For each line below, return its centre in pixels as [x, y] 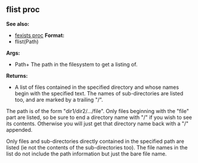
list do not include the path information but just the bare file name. [87, 154]
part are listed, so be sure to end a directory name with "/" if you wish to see [99, 117]
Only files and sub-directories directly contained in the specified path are [95, 141]
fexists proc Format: [40, 35]
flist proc [23, 10]
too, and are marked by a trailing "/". [59, 99]
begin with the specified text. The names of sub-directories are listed [99, 93]
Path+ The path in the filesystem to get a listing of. [76, 64]
